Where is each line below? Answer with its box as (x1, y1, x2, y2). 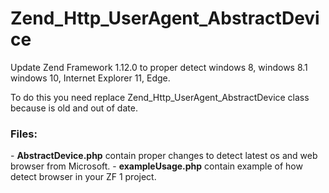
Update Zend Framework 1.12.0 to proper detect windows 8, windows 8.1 (10, 61, 308, 73)
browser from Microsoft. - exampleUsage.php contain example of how (10, 160, 303, 172)
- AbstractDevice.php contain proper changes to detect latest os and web (10, 150, 318, 162)
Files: (10, 127, 38, 141)
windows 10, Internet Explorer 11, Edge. (10, 72, 171, 84)
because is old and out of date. (10, 102, 138, 114)
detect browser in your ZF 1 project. (10, 171, 157, 183)
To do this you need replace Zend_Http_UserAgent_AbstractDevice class (10, 91, 310, 103)
